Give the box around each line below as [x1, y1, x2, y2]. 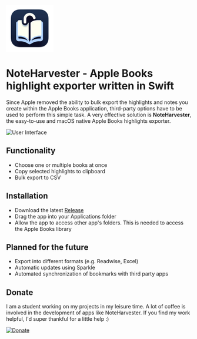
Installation [6, 191, 48, 201]
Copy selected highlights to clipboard [14, 167, 106, 174]
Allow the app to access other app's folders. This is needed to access [14, 219, 184, 226]
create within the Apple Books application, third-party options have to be [6, 105, 182, 112]
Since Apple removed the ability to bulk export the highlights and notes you [6, 99, 188, 106]
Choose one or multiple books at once [14, 161, 108, 169]
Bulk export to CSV [14, 174, 61, 181]
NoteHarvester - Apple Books [6, 67, 153, 80]
